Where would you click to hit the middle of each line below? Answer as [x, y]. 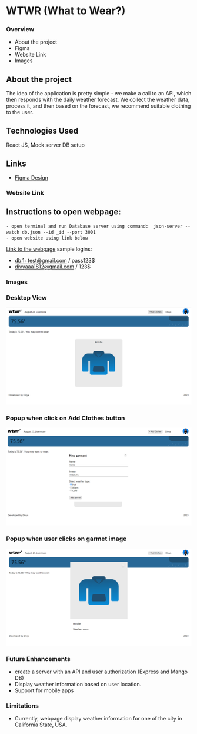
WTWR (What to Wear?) [66, 11]
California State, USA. [41, 725]
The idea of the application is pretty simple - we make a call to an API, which [99, 94]
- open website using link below [47, 238]
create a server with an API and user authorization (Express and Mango [101, 672]
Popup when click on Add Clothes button [66, 418]
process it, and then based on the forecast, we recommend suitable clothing [98, 106]
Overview [20, 29]
